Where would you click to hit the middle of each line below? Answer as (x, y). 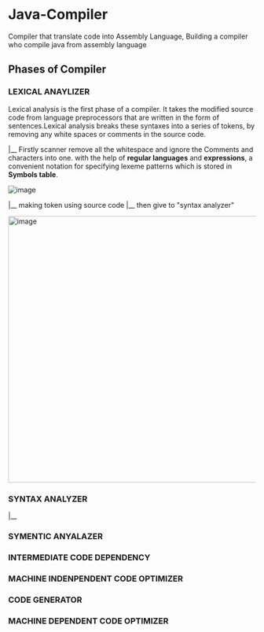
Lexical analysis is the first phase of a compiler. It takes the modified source (131, 109)
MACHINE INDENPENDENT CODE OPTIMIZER (95, 578)
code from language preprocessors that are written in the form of (114, 117)
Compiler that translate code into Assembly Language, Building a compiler (128, 36)
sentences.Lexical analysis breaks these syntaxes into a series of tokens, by (132, 126)
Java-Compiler (58, 15)
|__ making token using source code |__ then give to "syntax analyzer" (121, 205)
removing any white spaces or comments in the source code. (107, 134)
